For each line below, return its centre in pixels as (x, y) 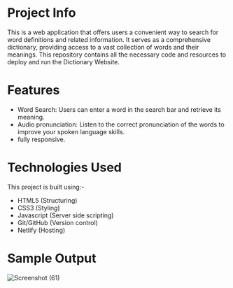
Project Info (42, 13)
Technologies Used (65, 167)
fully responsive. (41, 139)
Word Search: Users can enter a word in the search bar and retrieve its (119, 109)
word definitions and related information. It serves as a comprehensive (109, 39)
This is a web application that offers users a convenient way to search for (113, 32)
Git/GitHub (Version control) (57, 222)
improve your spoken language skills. (71, 131)
